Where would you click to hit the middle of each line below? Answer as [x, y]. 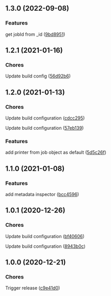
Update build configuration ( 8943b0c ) [46, 246]
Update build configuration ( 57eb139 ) [45, 128]
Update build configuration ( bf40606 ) [45, 236]
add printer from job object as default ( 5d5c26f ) [56, 152]
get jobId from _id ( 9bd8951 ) [35, 34]
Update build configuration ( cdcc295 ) [45, 118]
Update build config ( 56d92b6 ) [38, 76]
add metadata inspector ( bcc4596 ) [42, 194]
